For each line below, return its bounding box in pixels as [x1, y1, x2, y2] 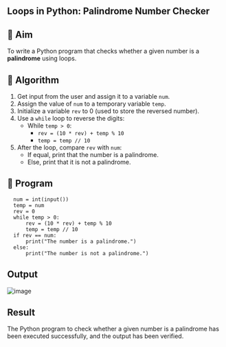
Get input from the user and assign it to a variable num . [16, 93, 170, 101]
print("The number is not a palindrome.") [25, 250, 149, 256]
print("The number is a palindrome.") [25, 238, 137, 245]
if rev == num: [13, 232, 57, 239]
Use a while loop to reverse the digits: [16, 115, 125, 123]
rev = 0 [13, 208, 36, 215]
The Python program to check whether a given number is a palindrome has [7, 325, 220, 333]
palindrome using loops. [7, 54, 77, 62]
